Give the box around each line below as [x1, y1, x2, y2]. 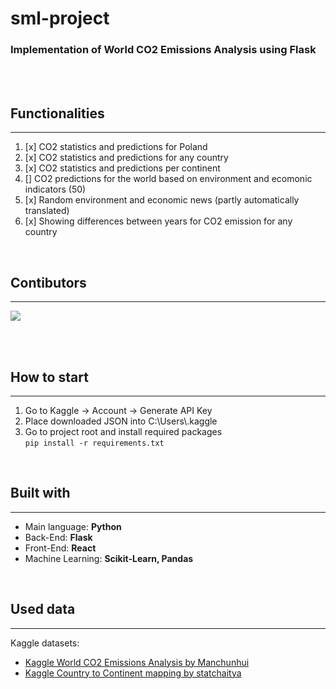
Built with [10, 485, 71, 502]
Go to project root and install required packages [24, 425, 223, 437]
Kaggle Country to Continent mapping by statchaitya [24, 667, 242, 679]
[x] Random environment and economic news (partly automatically [24, 194, 300, 206]
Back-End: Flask [24, 531, 93, 543]
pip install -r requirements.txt [24, 438, 165, 448]
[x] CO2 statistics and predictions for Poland [24, 141, 208, 153]
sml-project [10, 7, 110, 30]
